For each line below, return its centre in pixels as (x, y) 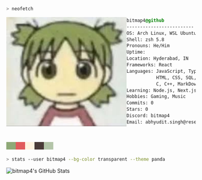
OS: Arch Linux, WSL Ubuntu (162, 33)
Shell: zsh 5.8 (145, 39)
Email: (135, 122)
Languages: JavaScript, (156, 71)
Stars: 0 (137, 110)
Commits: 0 (140, 103)
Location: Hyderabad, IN (158, 59)
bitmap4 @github (145, 20)
